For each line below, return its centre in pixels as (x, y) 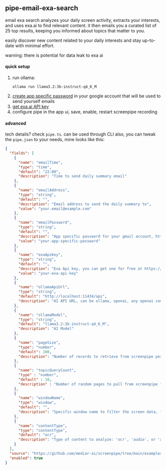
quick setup (18, 67)
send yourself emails (34, 101)
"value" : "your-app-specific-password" (59, 241)
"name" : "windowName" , (41, 398)
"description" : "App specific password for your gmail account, (86, 236)
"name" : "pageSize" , (39, 342)
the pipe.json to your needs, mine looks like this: (55, 140)
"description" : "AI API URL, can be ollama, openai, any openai (86, 301)
